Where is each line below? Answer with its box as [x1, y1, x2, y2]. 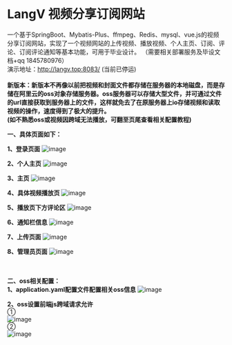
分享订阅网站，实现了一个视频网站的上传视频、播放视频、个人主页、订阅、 [7, 39, 219, 47]
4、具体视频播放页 [7, 188, 60, 197]
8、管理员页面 [7, 247, 48, 255]
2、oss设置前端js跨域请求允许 [7, 299, 93, 308]
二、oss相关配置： [7, 277, 61, 285]
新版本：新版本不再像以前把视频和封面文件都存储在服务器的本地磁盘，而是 [7, 81, 219, 89]
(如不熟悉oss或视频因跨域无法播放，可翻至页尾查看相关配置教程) [7, 115, 192, 124]
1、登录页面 [7, 144, 41, 152]
